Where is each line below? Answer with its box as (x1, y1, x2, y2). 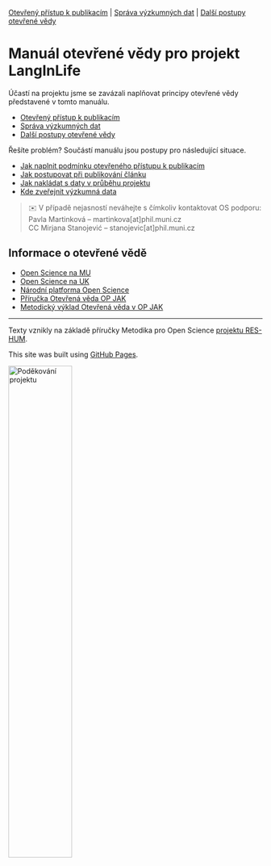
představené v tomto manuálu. (8, 97, 110, 107)
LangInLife (8, 61, 81, 80)
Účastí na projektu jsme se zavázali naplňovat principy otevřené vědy (8, 88, 240, 98)
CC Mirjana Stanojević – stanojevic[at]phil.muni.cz (27, 223, 195, 232)
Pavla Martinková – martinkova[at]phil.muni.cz (27, 214, 181, 224)
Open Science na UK (19, 276, 90, 286)
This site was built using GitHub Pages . (8, 349, 139, 359)
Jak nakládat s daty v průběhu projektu (19, 178, 151, 187)
